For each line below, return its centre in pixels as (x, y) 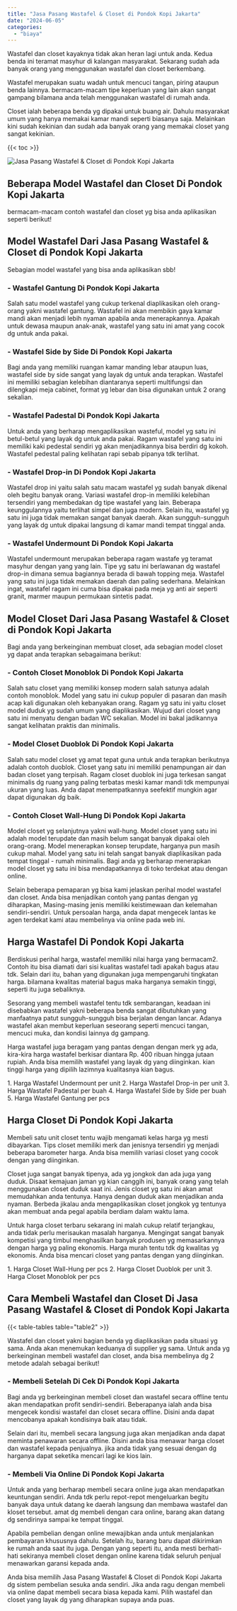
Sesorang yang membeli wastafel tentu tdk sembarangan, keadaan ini (109, 1003)
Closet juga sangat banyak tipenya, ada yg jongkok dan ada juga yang (109, 1173)
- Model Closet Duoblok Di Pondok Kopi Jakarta (91, 744)
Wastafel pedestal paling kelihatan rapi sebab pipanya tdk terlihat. (103, 453)
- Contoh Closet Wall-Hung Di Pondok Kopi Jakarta (97, 815)
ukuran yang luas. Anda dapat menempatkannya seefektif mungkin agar (112, 790)
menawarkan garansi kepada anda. (58, 1564)
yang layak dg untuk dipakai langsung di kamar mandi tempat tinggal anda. (117, 525)
